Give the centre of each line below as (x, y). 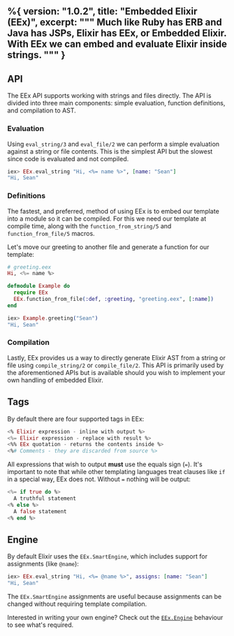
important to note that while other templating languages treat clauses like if (116, 472)
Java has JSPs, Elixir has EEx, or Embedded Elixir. (117, 33)
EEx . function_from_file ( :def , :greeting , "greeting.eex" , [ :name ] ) (114, 299)
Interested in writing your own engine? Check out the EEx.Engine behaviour (115, 618)
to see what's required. (41, 625)
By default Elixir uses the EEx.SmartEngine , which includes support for (108, 556)
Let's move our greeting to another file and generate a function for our (108, 246)
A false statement (41, 511)
